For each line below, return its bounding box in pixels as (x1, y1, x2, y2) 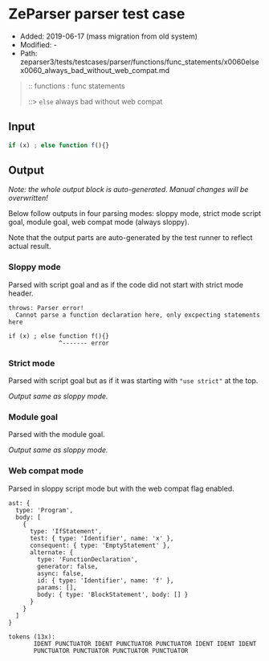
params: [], (37, 583, 78, 591)
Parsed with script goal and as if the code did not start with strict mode (8, 279, 243, 289)
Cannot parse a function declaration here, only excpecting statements (15, 311, 261, 319)
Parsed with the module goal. (8, 430, 106, 439)
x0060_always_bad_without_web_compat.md (19, 65, 170, 75)
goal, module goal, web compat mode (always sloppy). (8, 218, 190, 227)
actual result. (8, 242, 51, 251)
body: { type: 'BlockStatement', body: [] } (37, 590, 189, 598)
